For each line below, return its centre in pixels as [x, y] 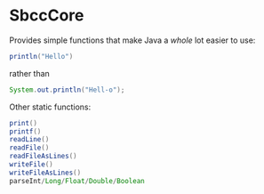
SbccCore [47, 16]
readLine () [29, 140]
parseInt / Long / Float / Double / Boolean [77, 181]
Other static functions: [50, 107]
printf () [25, 131]
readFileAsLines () [43, 157]
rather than [30, 73]
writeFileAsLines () [45, 173]
